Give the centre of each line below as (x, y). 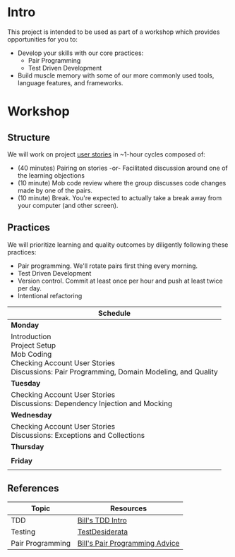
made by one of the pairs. (55, 190)
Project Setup (34, 345)
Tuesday (26, 383)
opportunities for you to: (42, 39)
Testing (23, 532)
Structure (29, 137)
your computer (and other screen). (68, 205)
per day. (30, 288)
